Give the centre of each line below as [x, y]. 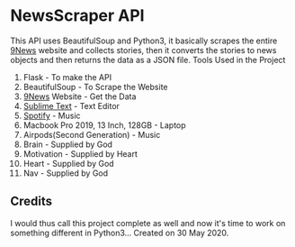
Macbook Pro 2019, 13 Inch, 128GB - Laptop [105, 125]
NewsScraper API [77, 16]
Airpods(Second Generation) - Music [92, 134]
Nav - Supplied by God [66, 173]
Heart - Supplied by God [69, 163]
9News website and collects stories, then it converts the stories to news [143, 50]
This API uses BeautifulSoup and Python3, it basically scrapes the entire [144, 41]
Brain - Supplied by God [68, 144]
